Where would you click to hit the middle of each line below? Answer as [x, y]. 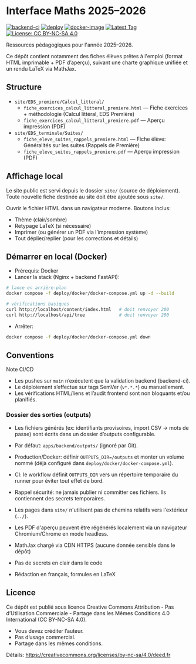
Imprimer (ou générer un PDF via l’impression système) [81, 232]
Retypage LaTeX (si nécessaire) [53, 225]
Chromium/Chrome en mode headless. [61, 533]
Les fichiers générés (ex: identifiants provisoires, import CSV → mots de [102, 427]
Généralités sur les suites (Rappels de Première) [81, 145]
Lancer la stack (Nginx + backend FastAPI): [67, 277]
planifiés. [26, 400]
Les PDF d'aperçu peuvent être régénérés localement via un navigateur [101, 527]
